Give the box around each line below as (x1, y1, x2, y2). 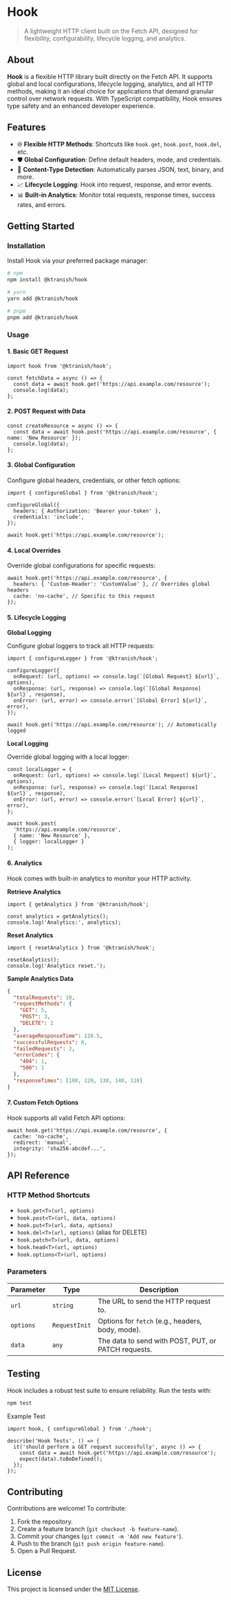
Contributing (7, 1486, 63, 1498)
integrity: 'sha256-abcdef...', (13, 1145, 107, 1152)
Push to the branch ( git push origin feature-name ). (16, 1539, 166, 1548)
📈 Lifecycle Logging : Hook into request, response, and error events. (16, 180, 213, 188)
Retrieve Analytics (7, 887, 61, 896)
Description (140, 1284, 179, 1294)
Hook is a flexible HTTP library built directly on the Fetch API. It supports (7, 72, 213, 80)
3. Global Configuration (7, 461, 76, 469)
